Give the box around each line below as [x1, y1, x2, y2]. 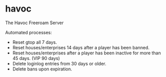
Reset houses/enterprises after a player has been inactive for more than [12, 50, 161, 56]
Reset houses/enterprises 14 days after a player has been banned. [12, 44, 149, 50]
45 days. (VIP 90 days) [12, 55, 60, 61]
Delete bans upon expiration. [12, 66, 73, 72]
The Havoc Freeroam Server [5, 20, 64, 26]
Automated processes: [5, 29, 52, 35]
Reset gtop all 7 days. [12, 39, 57, 45]
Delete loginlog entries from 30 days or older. [12, 60, 107, 66]
